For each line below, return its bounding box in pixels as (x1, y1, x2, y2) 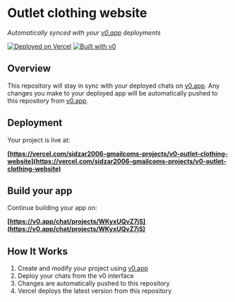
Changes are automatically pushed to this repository (17, 279, 170, 288)
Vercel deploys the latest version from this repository (17, 286, 172, 295)
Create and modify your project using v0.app (17, 264, 148, 273)
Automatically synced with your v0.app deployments (7, 28, 161, 37)
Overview (7, 62, 52, 75)
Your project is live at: (7, 136, 71, 144)
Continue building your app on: (7, 204, 97, 212)
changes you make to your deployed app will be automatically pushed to (7, 88, 218, 97)
